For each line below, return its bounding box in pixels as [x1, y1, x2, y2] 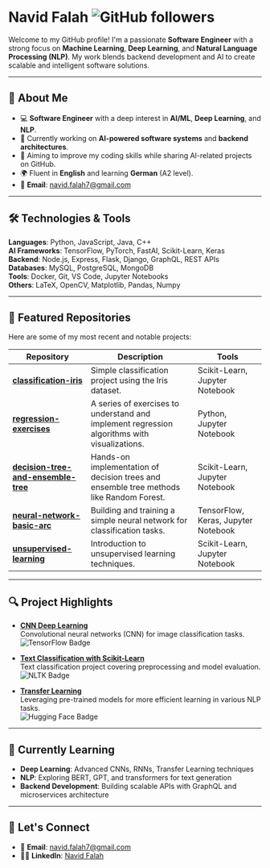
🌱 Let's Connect [8, 820, 90, 834]
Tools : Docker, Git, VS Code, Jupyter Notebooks [8, 271, 169, 281]
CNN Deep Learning [19, 621, 88, 630]
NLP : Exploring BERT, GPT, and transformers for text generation [19, 773, 232, 782]
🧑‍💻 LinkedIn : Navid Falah [19, 850, 104, 860]
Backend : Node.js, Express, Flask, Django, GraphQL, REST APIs [8, 254, 219, 264]
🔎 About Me [8, 91, 68, 105]
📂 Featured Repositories [8, 310, 131, 324]
